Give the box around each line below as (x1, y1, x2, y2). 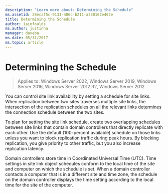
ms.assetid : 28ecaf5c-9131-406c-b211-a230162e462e (5, 12, 113, 17)
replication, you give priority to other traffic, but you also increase (5, 140, 141, 146)
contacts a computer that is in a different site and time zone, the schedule (5, 171, 157, 177)
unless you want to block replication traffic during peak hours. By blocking (5, 135, 159, 141)
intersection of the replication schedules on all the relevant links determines (5, 104, 162, 110)
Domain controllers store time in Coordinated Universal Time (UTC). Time (5, 155, 156, 161)
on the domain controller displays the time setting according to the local (5, 176, 154, 182)
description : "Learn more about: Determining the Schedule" (5, 7, 134, 13)
